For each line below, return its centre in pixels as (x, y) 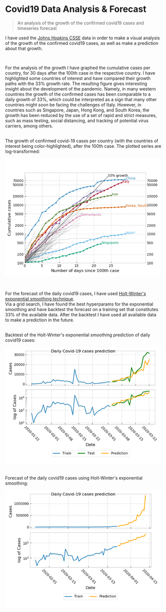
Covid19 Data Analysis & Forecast (76, 9)
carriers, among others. (29, 126)
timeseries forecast (37, 28)
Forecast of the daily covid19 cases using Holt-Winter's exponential (74, 478)
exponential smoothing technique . (40, 299)
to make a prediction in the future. (40, 320)
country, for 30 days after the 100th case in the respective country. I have (80, 73)
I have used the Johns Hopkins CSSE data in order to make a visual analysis (83, 38)
